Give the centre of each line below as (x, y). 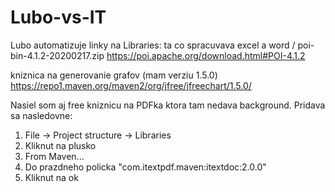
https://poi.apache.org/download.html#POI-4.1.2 (206, 55)
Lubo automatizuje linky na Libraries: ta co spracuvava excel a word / (153, 45)
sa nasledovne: (41, 115)
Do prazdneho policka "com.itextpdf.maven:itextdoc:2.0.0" (145, 167)
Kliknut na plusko (60, 145)
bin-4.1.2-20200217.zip (57, 55)
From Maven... (54, 156)
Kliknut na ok (51, 177)
